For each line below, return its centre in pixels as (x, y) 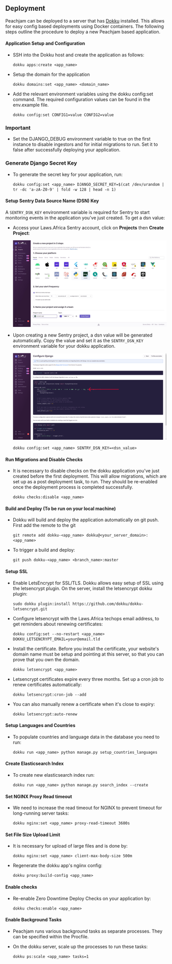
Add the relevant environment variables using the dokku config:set (83, 94)
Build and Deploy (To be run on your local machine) (61, 508)
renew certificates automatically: (47, 684)
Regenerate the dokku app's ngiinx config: (57, 865)
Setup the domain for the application (51, 74)
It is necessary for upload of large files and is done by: (70, 846)
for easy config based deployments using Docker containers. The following (85, 26)
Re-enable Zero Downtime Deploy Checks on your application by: (82, 898)
